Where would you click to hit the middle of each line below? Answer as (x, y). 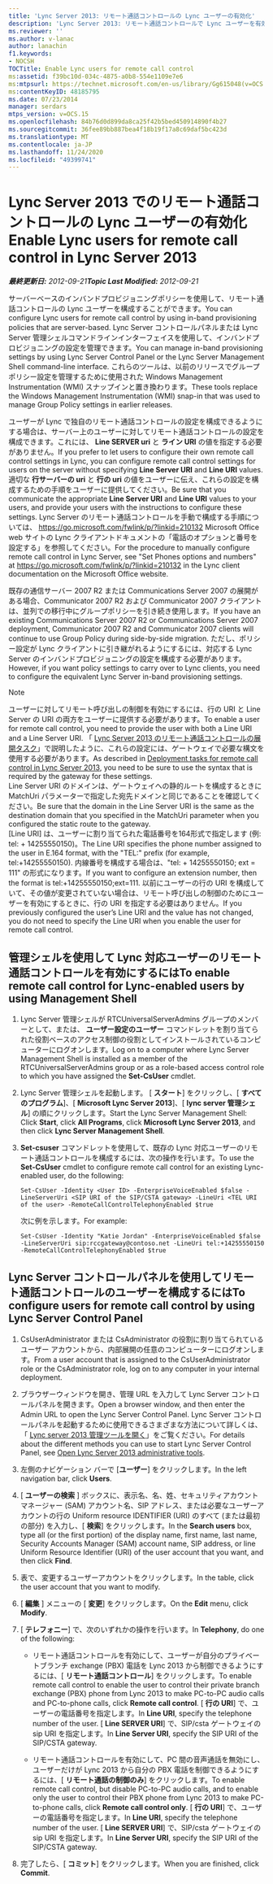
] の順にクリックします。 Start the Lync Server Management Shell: (137, 1113)
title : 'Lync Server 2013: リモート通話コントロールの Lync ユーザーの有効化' (132, 16)
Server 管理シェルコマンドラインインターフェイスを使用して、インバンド (130, 337)
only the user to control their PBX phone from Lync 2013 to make (141, 1797)
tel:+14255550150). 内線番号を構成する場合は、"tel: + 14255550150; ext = (132, 863)
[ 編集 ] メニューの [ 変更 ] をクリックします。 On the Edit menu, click (134, 1603)
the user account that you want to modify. (90, 1586)
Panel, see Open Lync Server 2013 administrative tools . (113, 1452)
